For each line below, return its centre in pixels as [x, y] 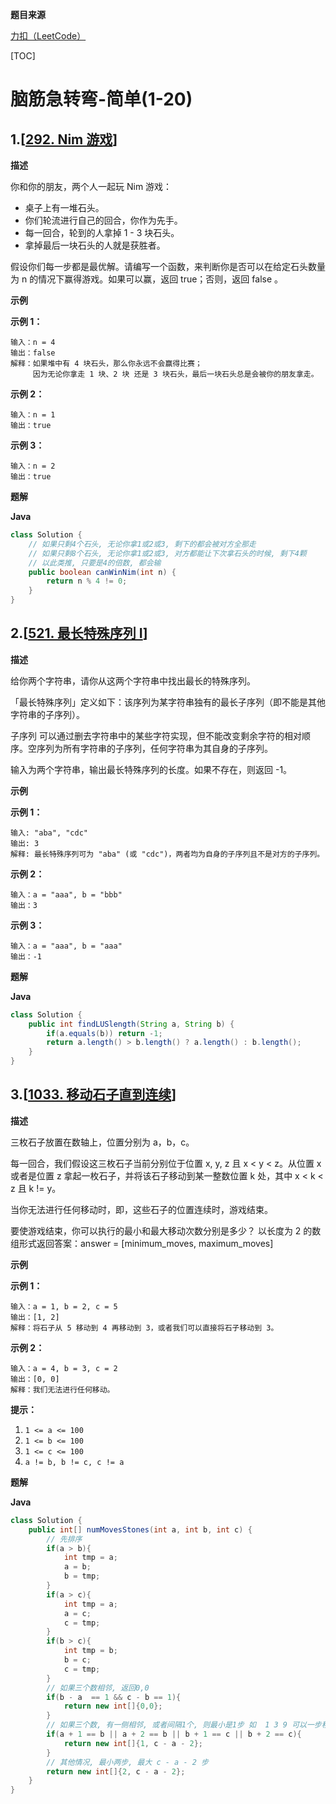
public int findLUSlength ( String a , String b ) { [131, 1024]
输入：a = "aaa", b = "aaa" [66, 946]
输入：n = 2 [33, 466]
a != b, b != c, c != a [74, 1462]
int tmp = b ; [90, 1651]
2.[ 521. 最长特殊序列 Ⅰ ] [79, 633]
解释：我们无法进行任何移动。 [62, 1389]
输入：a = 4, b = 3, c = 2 [64, 1368]
